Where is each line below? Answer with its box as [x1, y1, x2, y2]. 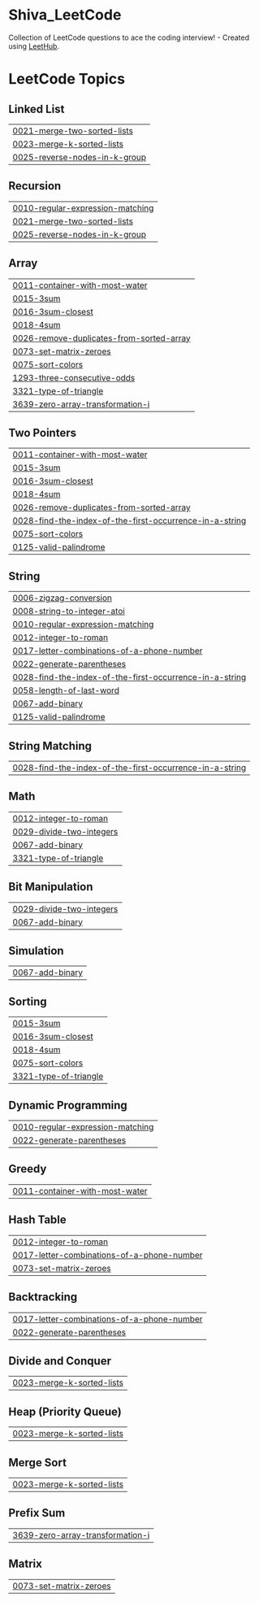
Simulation [8, 944, 64, 958]
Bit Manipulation [8, 880, 93, 894]
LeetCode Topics [8, 70, 126, 89]
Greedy [8, 1162, 47, 1176]
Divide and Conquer [8, 1354, 112, 1368]
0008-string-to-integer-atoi [12, 606, 126, 617]
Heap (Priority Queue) [8, 1404, 122, 1418]
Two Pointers [8, 425, 77, 440]
